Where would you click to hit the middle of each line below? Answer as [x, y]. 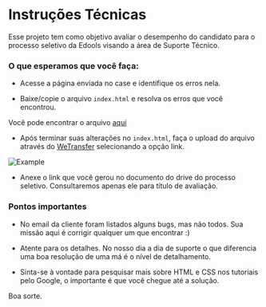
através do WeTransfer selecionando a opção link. [102, 147]
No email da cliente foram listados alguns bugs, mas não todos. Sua [131, 224]
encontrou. [38, 107]
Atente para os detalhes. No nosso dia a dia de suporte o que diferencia [138, 248]
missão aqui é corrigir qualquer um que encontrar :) [105, 232]
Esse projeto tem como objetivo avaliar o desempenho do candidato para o [132, 37]
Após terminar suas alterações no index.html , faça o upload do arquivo [137, 138]
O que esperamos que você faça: [73, 65]
